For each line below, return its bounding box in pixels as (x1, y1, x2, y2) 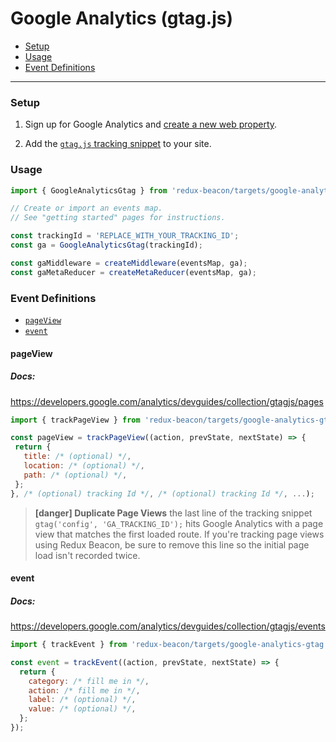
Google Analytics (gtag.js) (10, 7, 233, 30)
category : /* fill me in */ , (28, 676, 150, 686)
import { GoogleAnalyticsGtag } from (10, 185, 168, 196)
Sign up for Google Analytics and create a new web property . (24, 118, 278, 131)
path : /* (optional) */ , (23, 470, 128, 480)
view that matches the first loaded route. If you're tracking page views (34, 528, 325, 540)
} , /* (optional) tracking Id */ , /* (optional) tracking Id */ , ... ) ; (10, 488, 315, 499)
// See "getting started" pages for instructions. (10, 213, 226, 223)
